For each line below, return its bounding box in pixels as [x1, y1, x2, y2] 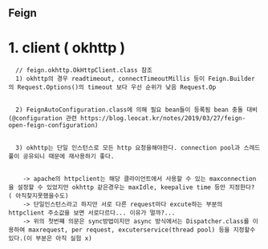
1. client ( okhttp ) [8, 38, 126, 57]
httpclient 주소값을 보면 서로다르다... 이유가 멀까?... [8, 209, 176, 217]
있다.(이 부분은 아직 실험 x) [8, 235, 92, 243]
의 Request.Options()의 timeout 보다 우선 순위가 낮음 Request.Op [8, 83, 217, 91]
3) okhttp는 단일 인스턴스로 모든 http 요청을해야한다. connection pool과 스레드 [15, 144, 261, 152]
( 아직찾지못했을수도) [8, 192, 69, 200]
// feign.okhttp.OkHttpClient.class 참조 [15, 66, 152, 74]
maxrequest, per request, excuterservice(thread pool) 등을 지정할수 [27, 226, 256, 235]
